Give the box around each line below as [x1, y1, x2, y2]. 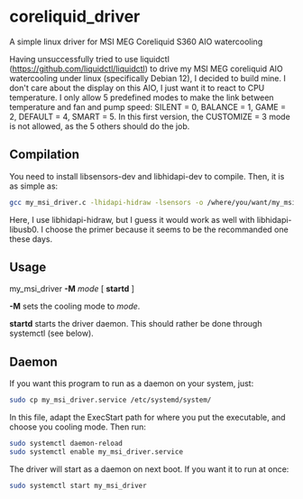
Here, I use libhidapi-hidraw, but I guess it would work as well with [9, 214, 255, 225]
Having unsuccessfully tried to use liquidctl [9, 53, 170, 64]
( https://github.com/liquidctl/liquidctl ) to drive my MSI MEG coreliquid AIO [9, 63, 284, 74]
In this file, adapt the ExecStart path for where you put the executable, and [9, 412, 286, 423]
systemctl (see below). [9, 328, 95, 339]
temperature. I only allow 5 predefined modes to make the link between [9, 92, 274, 103]
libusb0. [9, 224, 40, 235]
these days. [9, 233, 53, 245]
